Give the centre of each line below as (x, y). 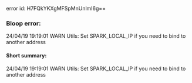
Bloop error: (23, 23)
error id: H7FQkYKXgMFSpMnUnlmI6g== (56, 8)
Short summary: (26, 55)
